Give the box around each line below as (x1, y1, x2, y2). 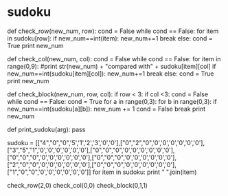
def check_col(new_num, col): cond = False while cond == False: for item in (7, 54, 221, 63)
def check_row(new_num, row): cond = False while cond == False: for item (7, 27, 219, 35)
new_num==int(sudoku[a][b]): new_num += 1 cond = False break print (7, 105, 206, 113)
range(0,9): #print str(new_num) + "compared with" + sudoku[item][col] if (7, 62, 216, 70)
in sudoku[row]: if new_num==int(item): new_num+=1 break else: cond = (7, 34, 213, 42)
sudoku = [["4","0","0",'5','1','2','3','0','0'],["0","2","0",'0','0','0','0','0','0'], (7, 138, 205, 146)
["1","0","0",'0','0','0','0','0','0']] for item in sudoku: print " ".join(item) (7, 168, 197, 176)
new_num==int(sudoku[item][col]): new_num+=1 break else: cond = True (7, 69, 214, 78)
